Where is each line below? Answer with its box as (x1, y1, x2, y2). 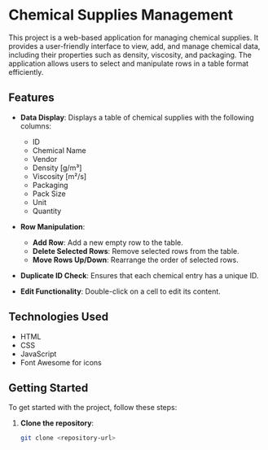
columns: (20, 120, 51, 131)
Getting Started (8, 381, 89, 395)
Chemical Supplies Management (8, 6, 234, 24)
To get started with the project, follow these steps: (8, 403, 178, 413)
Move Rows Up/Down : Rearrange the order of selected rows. (32, 255, 239, 264)
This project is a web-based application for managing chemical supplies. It (8, 33, 259, 42)
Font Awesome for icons (20, 357, 102, 367)
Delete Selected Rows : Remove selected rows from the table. (32, 246, 239, 256)
